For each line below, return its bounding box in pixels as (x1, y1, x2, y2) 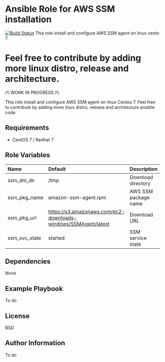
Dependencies (5, 257, 51, 265)
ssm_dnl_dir (7, 177, 35, 183)
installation (5, 14, 52, 25)
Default (48, 165, 66, 172)
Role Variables (5, 151, 50, 159)
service (129, 234, 147, 241)
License (5, 311, 30, 320)
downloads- (48, 214, 77, 221)
